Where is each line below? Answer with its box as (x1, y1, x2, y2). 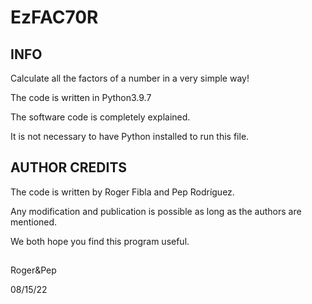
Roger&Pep (10, 264, 57, 276)
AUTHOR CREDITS (10, 159, 128, 176)
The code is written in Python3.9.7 (10, 92, 152, 103)
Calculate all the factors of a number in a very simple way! (10, 72, 250, 84)
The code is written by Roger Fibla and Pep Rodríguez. (10, 186, 235, 198)
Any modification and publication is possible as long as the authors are (10, 205, 302, 217)
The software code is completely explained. (10, 111, 191, 123)
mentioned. (10, 216, 58, 228)
